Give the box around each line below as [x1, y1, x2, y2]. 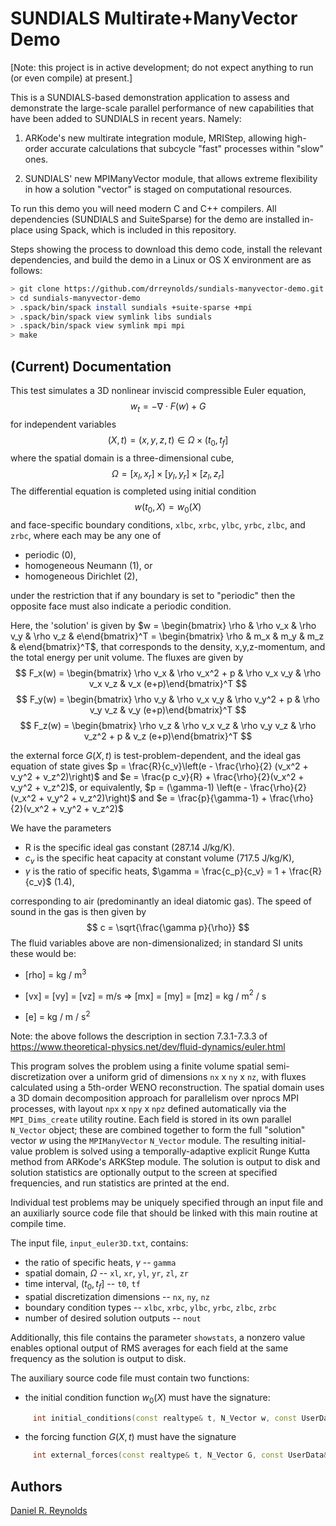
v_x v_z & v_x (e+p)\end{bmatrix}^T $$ [88, 678, 248, 690]
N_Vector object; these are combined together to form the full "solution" [10, 1123, 306, 1136]
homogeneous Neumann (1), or [24, 560, 153, 572]
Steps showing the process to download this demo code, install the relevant [10, 243, 323, 255]
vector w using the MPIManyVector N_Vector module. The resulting [10, 1134, 279, 1146]
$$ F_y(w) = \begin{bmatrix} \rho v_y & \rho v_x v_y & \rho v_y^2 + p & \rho [16, 693, 320, 706]
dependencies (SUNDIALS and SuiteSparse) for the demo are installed [10, 213, 300, 225]
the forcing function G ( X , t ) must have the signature [24, 1431, 237, 1443]
